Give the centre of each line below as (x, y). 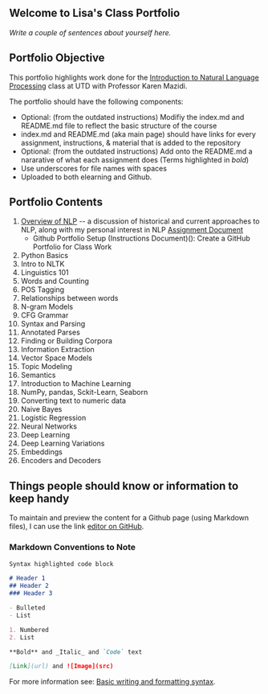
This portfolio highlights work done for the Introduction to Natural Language (134, 77)
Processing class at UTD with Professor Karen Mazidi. (98, 86)
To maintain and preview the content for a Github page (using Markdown (129, 518)
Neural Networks (49, 426)
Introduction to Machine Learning (76, 384)
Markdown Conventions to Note (72, 548)
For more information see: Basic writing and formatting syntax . (112, 682)
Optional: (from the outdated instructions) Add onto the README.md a (136, 151)
